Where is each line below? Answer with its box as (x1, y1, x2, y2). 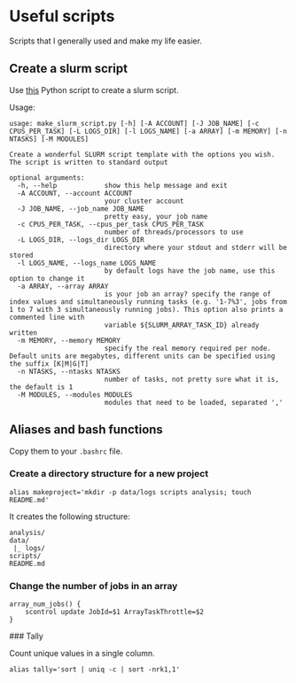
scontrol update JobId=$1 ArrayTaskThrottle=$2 (25, 608, 204, 617)
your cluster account (104, 197, 184, 206)
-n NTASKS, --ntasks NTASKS (17, 367, 121, 376)
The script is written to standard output (9, 158, 168, 167)
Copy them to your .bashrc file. (9, 446, 123, 456)
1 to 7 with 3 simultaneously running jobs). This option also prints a (9, 305, 284, 314)
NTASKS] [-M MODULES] (9, 135, 90, 144)
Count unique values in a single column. (9, 648, 155, 659)
